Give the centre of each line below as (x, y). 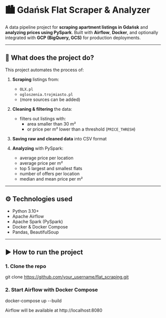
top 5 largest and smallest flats (51, 168)
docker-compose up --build (33, 301)
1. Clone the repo (26, 266)
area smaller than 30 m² (51, 124)
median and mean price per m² (51, 179)
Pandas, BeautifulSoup (36, 232)
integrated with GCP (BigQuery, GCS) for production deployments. (73, 38)
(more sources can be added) (50, 99)
